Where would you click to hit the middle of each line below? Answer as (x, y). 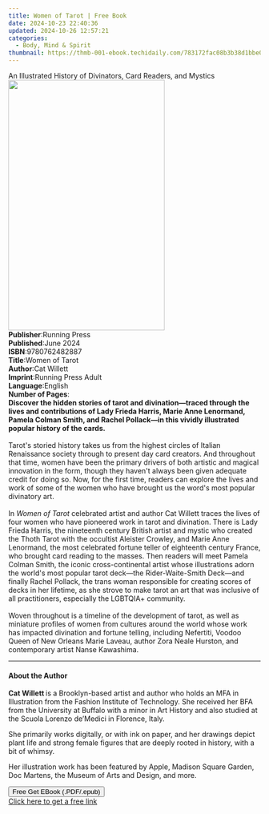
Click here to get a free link (53, 801)
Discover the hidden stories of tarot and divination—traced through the (129, 403)
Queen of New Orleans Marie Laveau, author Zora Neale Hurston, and (123, 641)
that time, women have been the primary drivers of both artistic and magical (134, 462)
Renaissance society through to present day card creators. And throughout (132, 454)
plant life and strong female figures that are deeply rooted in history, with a (131, 743)
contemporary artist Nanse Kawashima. (74, 649)
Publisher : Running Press (49, 334)
